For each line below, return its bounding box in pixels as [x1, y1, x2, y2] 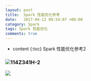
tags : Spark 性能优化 [5, 26, 48, 32]
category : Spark [5, 21, 40, 27]
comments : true [5, 31, 38, 36]
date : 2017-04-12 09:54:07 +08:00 [5, 17, 83, 22]
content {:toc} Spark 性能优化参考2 [12, 46, 86, 51]
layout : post [5, 7, 33, 13]
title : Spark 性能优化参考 [5, 12, 60, 17]
